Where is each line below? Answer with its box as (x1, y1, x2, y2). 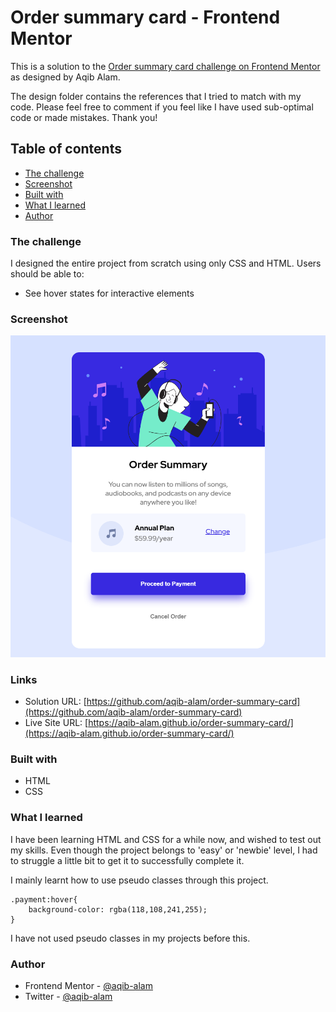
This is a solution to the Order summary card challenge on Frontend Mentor (10, 60, 321, 72)
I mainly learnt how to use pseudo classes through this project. (10, 874, 269, 886)
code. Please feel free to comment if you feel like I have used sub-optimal (10, 101, 314, 113)
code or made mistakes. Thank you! (10, 111, 158, 123)
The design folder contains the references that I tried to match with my (10, 90, 302, 102)
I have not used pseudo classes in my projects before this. (10, 932, 251, 944)
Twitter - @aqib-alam (24, 990, 113, 1002)
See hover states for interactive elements (24, 287, 195, 300)
